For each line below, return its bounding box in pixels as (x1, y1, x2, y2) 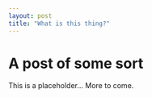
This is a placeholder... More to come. (8, 81, 134, 91)
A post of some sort (8, 54, 144, 73)
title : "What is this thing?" (8, 19, 111, 27)
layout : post (8, 11, 53, 20)
